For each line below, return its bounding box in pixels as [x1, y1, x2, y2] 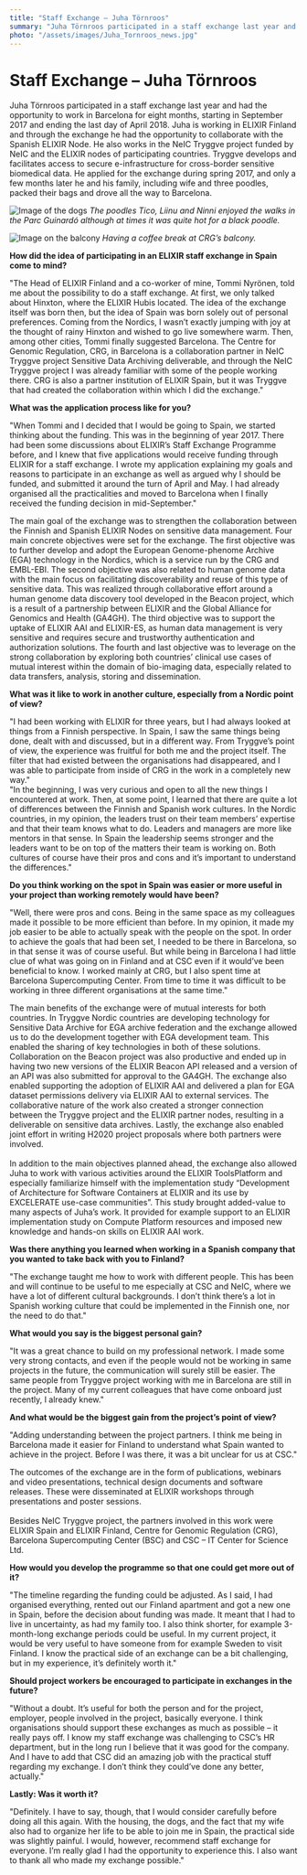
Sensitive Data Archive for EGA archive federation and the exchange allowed [9, 1022, 298, 1034]
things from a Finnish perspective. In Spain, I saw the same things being [9, 726, 281, 737]
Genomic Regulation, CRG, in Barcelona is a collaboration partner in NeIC [9, 346, 285, 357]
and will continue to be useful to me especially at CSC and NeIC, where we [9, 1281, 291, 1292]
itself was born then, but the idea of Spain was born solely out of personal [9, 307, 289, 318]
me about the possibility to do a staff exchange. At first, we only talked [9, 287, 275, 298]
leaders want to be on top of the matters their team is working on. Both [9, 842, 276, 853]
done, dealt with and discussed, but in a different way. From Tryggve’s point [9, 735, 295, 746]
